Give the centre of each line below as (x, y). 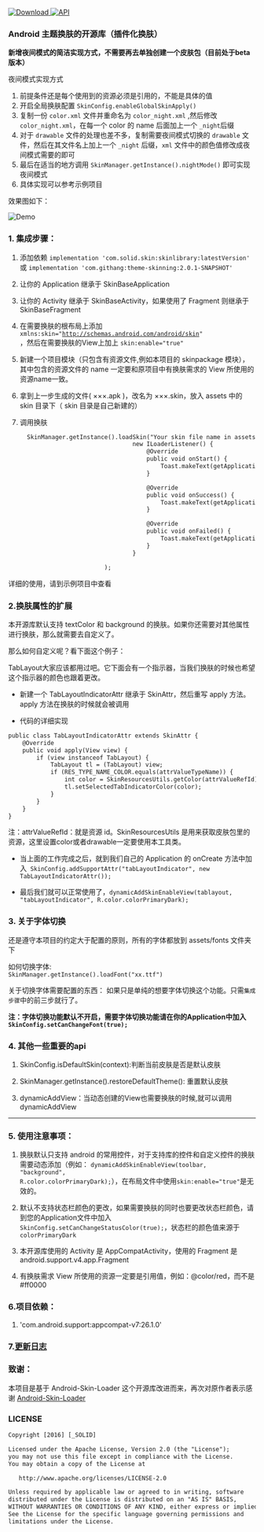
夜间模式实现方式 (36, 79)
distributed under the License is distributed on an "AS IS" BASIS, (123, 1500)
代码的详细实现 (44, 721)
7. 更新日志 (27, 1346)
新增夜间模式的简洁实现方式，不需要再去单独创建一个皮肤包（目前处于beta (129, 53)
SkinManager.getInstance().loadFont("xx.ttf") (86, 975)
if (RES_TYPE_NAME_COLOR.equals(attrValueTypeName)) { (142, 772)
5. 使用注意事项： (41, 1135)
